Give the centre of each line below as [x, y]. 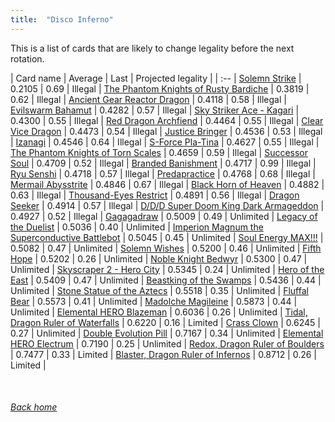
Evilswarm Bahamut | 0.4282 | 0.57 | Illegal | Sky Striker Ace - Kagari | [155, 110]
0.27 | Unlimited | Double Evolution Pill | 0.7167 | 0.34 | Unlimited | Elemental [167, 333]
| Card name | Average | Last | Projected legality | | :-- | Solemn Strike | [156, 78]
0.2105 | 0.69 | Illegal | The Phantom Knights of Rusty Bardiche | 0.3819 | [160, 88]
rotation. [27, 58]
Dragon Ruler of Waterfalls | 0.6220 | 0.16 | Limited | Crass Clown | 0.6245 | [165, 322]
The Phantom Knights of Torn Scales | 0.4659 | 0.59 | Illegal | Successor [159, 152]
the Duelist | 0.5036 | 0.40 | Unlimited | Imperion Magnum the [137, 227]
